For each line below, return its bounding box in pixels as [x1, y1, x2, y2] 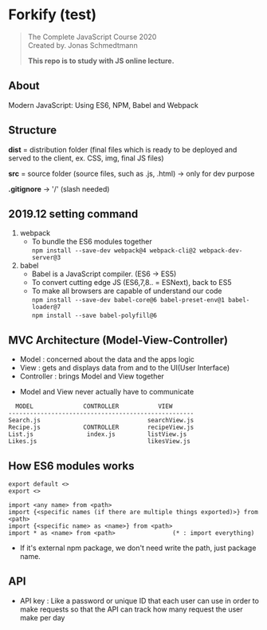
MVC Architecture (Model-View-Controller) [8, 333, 229, 347]
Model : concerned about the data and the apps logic [19, 355, 195, 364]
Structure [8, 124, 57, 137]
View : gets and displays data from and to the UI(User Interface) [19, 363, 230, 373]
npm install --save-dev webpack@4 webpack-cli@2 [31, 247, 197, 255]
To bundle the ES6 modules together [31, 237, 153, 247]
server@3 [31, 254, 61, 262]
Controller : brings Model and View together [19, 371, 165, 381]
